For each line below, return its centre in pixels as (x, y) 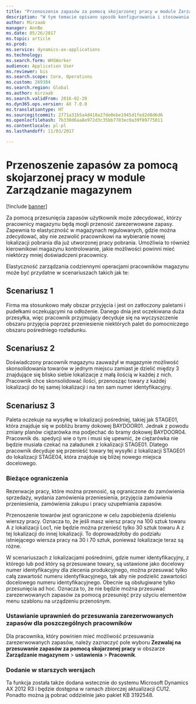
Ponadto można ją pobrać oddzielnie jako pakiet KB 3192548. (80, 695)
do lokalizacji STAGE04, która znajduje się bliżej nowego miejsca (84, 457)
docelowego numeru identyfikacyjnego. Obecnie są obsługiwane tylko (91, 582)
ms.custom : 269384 (28, 83)
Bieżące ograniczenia (37, 479)
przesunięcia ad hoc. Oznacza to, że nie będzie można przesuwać (86, 588)
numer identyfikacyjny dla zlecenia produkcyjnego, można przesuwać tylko (97, 570)
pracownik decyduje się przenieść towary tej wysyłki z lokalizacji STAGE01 (96, 451)
